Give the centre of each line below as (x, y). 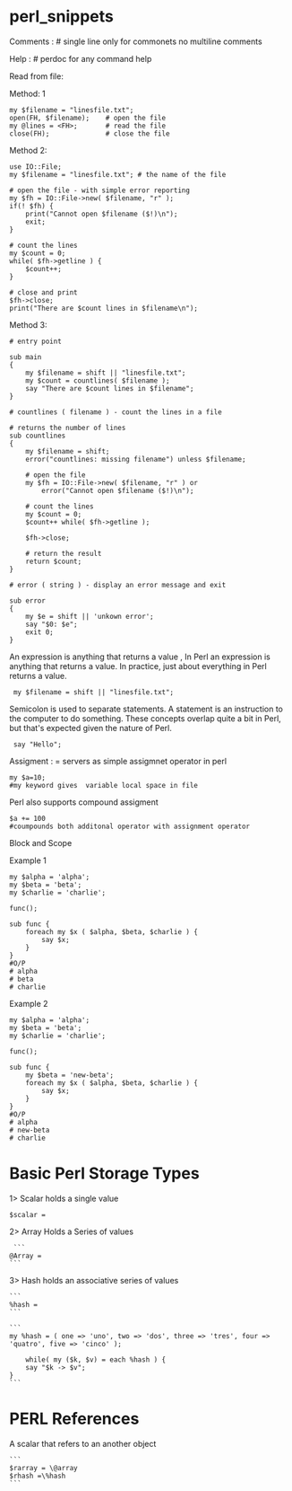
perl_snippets (62, 17)
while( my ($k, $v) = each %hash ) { (96, 1359)
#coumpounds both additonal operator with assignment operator (130, 826)
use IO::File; (36, 167)
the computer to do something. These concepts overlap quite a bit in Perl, (146, 718)
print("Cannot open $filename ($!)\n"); (102, 214)
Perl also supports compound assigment (84, 802)
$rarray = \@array (43, 1468)
